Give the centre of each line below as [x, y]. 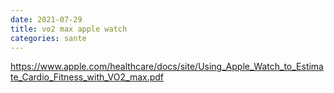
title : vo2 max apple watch [69, 29]
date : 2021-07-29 [46, 19]
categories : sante [48, 38]
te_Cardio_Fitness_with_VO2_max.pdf [87, 77]
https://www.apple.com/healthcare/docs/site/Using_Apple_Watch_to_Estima [167, 67]
